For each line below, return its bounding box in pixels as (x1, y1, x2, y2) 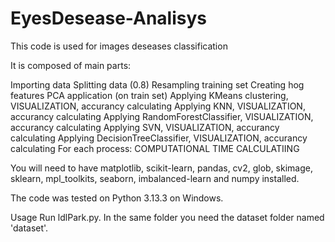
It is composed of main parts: (10, 59, 132, 71)
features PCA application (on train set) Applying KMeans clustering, (10, 89, 289, 101)
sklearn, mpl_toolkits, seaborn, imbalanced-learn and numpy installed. (10, 172, 300, 184)
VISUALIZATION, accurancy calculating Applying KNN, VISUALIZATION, (10, 100, 306, 112)
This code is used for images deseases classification (10, 40, 228, 52)
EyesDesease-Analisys (10, 7, 208, 30)
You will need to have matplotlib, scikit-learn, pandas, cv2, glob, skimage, (10, 162, 313, 174)
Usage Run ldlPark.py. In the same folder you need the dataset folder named (10, 211, 325, 223)
